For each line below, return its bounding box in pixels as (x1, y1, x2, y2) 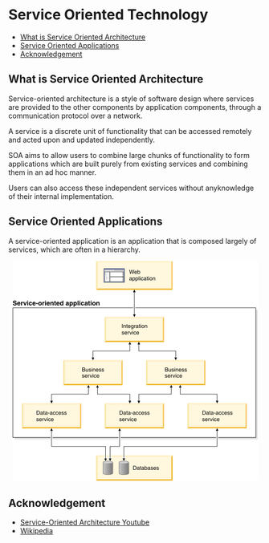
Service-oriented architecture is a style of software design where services (8, 94, 255, 103)
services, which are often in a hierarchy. (8, 245, 141, 254)
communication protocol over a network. (8, 111, 143, 120)
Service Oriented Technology (8, 6, 209, 24)
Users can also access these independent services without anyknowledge (8, 183, 255, 192)
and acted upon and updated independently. (8, 135, 155, 144)
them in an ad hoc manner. (8, 167, 97, 177)
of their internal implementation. (8, 191, 115, 201)
